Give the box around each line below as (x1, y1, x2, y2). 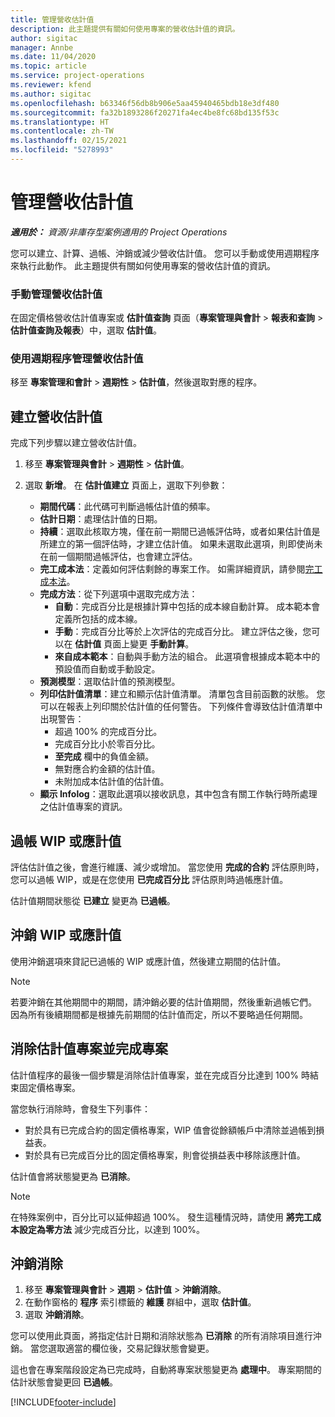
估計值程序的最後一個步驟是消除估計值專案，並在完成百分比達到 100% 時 (10, 1069, 310, 1081)
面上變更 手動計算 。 (112, 638, 195, 650)
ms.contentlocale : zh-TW (10, 126, 114, 136)
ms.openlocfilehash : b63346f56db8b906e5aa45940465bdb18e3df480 (10, 98, 280, 108)
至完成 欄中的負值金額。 (54, 751, 155, 763)
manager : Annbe (10, 42, 74, 53)
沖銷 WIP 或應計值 (10, 927, 122, 944)
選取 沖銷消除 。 (24, 1309, 90, 1321)
